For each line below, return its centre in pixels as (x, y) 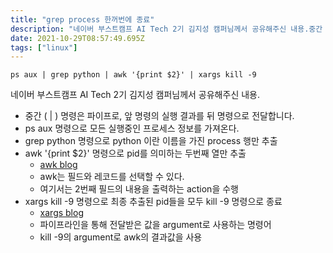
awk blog (58, 165)
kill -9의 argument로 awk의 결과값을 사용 (121, 237)
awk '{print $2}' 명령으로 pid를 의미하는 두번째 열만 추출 (135, 153)
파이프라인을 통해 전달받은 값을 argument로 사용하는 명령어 (155, 225)
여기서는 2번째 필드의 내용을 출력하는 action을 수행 (139, 189)
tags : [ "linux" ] (44, 47)
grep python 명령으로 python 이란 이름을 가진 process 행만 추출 (151, 141)
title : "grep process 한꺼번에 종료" (82, 19)
